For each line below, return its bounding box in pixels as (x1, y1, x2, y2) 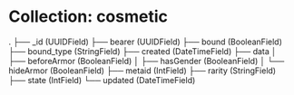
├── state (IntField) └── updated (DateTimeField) (8, 74, 196, 85)
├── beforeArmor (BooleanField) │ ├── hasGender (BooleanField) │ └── (8, 55, 285, 66)
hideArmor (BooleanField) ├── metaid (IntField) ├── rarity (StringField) (8, 65, 277, 76)
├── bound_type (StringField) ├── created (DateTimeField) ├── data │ (8, 45, 278, 56)
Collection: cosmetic (8, 6, 169, 27)
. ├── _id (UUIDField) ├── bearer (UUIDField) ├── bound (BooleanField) (8, 36, 283, 47)
